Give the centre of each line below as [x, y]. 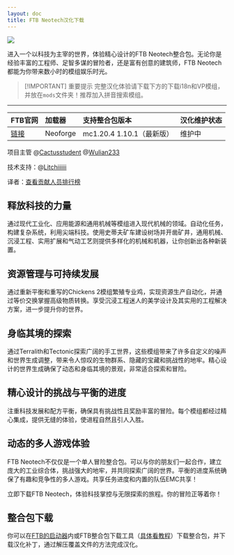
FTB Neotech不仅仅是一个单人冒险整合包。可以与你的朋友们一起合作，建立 [115, 461]
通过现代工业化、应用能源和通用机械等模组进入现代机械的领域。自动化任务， [117, 224]
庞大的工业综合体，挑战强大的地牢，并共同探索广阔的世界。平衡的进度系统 [114, 470]
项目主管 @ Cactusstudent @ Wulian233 [63, 152]
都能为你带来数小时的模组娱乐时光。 [59, 71]
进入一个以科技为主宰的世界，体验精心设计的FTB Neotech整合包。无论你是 [115, 54]
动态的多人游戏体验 [48, 443]
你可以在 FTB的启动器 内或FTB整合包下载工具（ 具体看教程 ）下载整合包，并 [113, 536]
